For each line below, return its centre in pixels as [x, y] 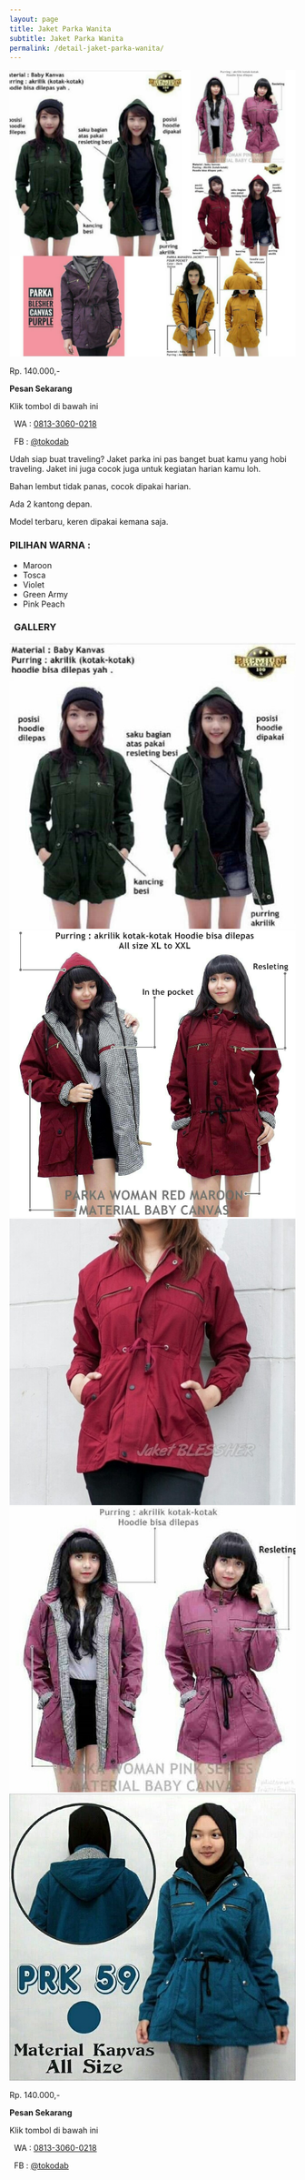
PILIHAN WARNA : [50, 546]
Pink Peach [44, 604]
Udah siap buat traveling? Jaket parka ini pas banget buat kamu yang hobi [148, 459]
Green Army [45, 594]
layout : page [34, 19]
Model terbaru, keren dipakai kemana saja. [89, 522]
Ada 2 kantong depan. [51, 504]
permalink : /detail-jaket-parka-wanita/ [87, 48]
